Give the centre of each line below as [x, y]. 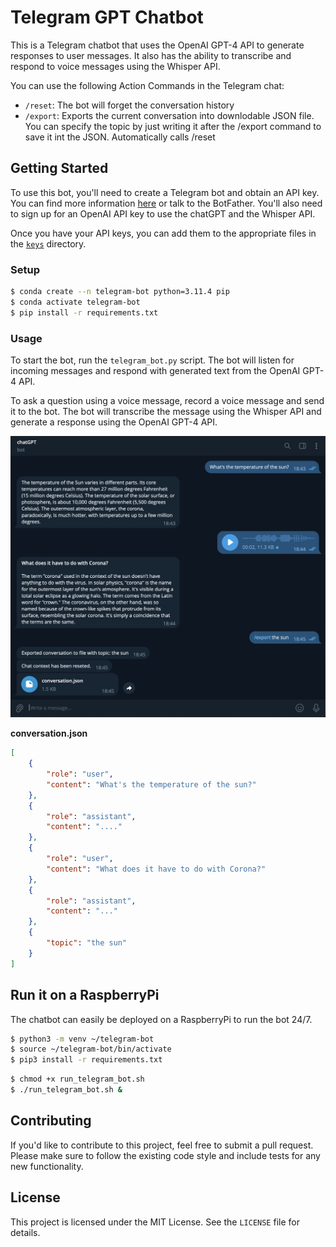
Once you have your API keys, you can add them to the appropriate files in [163, 233]
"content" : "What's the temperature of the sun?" [151, 784]
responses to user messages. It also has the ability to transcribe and [151, 55]
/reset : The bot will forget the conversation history [129, 105]
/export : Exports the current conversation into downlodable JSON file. [169, 115]
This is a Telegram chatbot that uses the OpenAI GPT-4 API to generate [157, 45]
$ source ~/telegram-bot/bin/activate [91, 1049]
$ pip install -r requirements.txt [84, 312]
